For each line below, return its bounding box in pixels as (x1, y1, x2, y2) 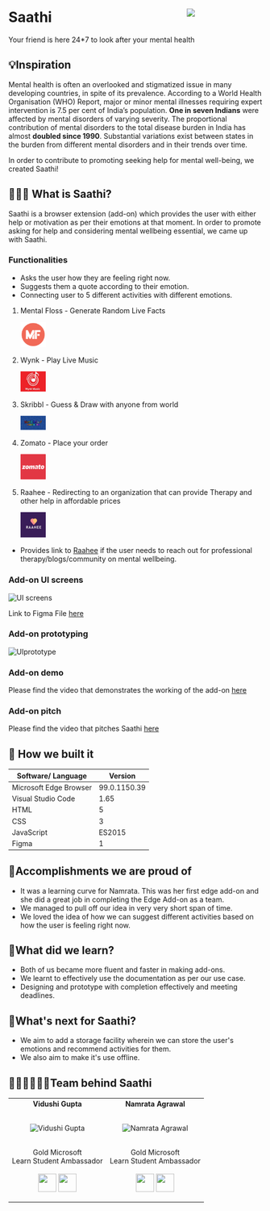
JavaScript (11, 828, 48, 837)
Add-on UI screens (8, 574, 84, 585)
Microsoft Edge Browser (11, 782, 93, 792)
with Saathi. (8, 234, 48, 244)
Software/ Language (16, 771, 87, 781)
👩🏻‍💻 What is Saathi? (8, 187, 112, 201)
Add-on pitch (8, 706, 62, 717)
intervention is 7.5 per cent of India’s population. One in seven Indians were (8, 105, 260, 115)
